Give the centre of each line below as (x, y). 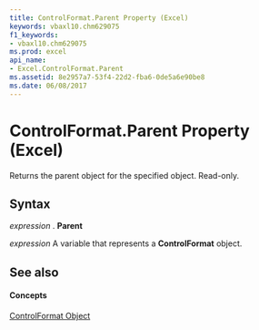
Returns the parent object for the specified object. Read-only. (125, 175)
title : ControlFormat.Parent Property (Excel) (99, 18)
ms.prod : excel (38, 52)
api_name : (28, 60)
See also (34, 272)
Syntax (30, 204)
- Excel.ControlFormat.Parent (67, 69)
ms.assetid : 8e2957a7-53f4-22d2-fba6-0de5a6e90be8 (107, 77)
